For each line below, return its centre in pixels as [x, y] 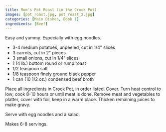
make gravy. [18, 105]
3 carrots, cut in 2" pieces [39, 53]
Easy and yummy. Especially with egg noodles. [53, 38]
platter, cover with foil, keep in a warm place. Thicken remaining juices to [80, 100]
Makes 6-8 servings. [26, 124]
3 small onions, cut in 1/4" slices [45, 58]
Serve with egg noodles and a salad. [43, 115]
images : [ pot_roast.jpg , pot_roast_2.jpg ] [50, 14]
